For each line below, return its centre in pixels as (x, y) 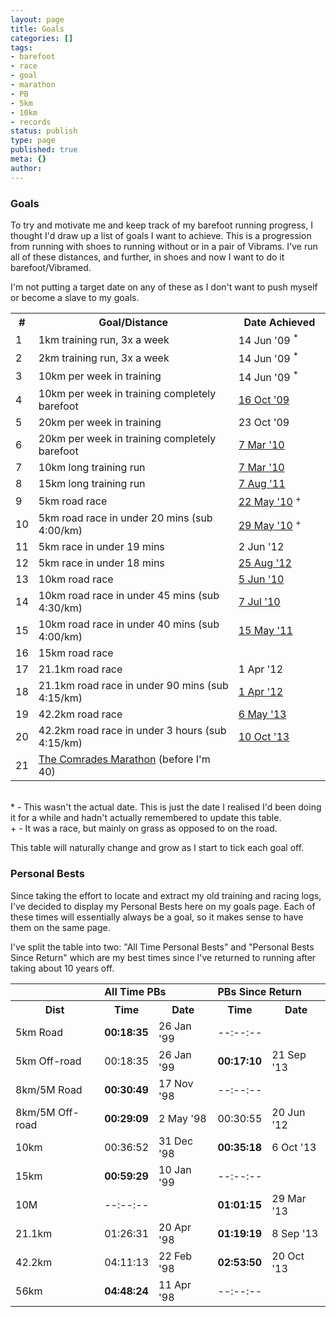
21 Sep (289, 1054)
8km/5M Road (49, 1089)
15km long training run (92, 483)
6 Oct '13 (294, 1147)
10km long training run (92, 467)
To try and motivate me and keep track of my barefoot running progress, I (161, 225)
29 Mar (289, 1198)
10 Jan (175, 1169)
